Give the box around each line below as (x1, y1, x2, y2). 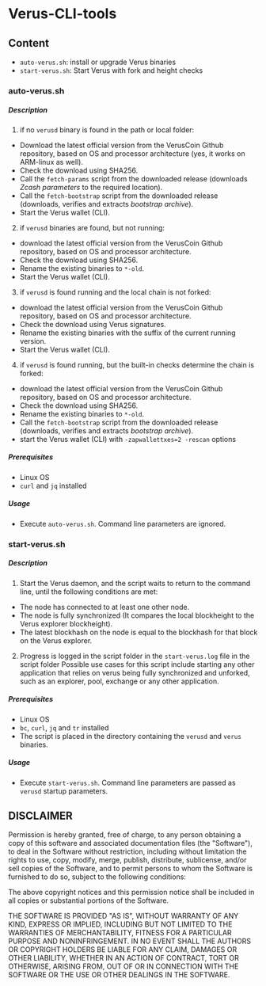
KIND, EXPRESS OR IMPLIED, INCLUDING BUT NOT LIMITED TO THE (8, 919, 233, 929)
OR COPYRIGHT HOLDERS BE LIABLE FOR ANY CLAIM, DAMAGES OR (8, 945, 237, 954)
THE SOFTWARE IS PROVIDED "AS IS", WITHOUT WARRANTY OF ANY (8, 912, 239, 921)
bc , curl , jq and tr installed (19, 722, 109, 733)
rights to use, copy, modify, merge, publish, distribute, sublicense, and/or (8, 855, 247, 865)
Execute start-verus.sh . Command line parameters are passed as (19, 778, 236, 787)
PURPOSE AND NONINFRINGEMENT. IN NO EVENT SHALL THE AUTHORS (8, 936, 252, 946)
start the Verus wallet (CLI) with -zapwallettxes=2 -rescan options (19, 434, 236, 444)
